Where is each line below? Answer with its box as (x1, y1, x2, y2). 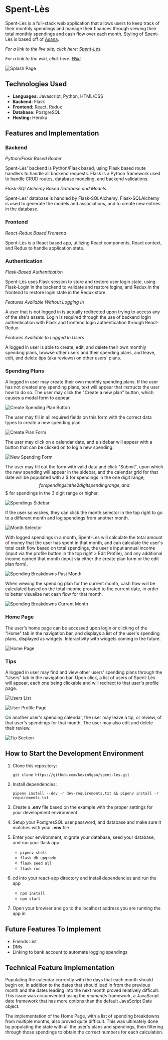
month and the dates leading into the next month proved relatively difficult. (5, 987, 159, 993)
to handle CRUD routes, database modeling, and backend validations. (5, 176, 149, 182)
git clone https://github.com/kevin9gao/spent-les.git (12, 772, 130, 777)
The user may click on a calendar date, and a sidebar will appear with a (5, 439, 152, 445)
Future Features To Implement (5, 925, 101, 934)
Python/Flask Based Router (5, 156, 62, 162)
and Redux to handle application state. (5, 245, 85, 251)
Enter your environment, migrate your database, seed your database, (12, 834, 155, 840)
